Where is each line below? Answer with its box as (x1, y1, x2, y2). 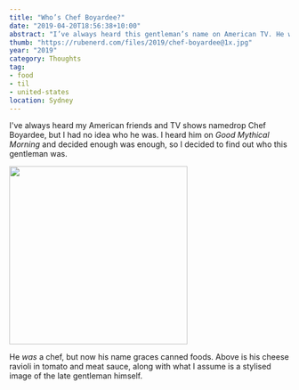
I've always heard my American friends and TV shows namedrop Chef (9, 120, 267, 131)
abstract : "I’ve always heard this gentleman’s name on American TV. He (9, 29, 285, 38)
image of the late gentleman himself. (9, 370, 143, 381)
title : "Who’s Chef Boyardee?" (9, 12, 125, 22)
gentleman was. (9, 149, 69, 159)
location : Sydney (9, 95, 74, 105)
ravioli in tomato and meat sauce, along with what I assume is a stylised (9, 362, 271, 372)
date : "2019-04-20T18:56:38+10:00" (9, 21, 141, 30)
